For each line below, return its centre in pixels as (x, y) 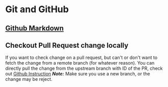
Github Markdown (34, 28)
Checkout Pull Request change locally (67, 45)
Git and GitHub (37, 9)
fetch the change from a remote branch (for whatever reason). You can (80, 63)
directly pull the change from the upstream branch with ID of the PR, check (84, 68)
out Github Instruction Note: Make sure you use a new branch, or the (78, 74)
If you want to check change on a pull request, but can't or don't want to (81, 57)
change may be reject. (29, 79)
